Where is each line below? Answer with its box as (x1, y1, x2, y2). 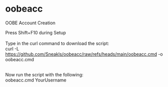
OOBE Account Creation (5, 20, 56, 26)
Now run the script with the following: (5, 71, 83, 77)
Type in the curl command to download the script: (5, 40, 109, 46)
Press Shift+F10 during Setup (5, 29, 66, 35)
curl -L (5, 46, 19, 52)
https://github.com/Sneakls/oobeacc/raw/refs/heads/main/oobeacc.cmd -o (5, 51, 163, 57)
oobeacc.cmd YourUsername (5, 77, 67, 83)
